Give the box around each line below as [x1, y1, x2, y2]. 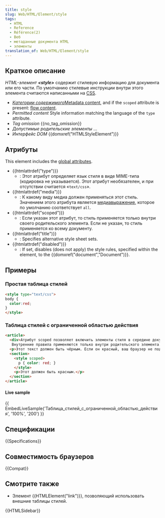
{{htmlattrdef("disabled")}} [12, 241, 67, 247]
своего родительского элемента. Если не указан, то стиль [19, 220, 142, 227]
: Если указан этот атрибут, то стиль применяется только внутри [19, 215, 156, 221]
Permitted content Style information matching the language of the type [12, 110, 155, 116]
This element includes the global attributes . [5, 159, 93, 164]
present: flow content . [12, 105, 57, 111]
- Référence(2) [9, 30, 41, 35]
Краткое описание [5, 66, 65, 75]
